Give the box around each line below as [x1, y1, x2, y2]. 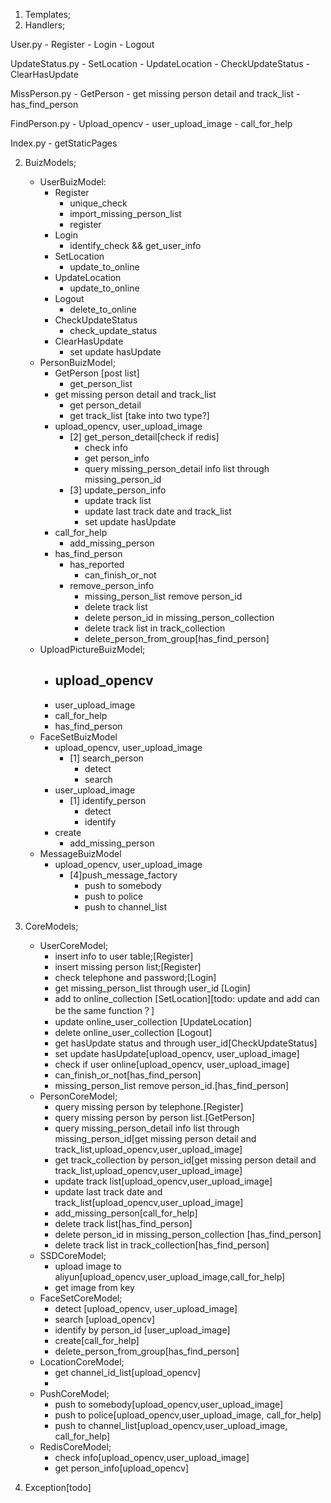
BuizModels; [24, 157, 77, 168]
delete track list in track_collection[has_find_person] [54, 1239, 270, 1251]
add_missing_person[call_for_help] [54, 1207, 198, 1219]
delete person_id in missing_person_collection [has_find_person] [54, 1228, 322, 1240]
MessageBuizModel [39, 847, 122, 859]
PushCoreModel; [39, 1387, 110, 1399]
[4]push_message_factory [69, 869, 178, 881]
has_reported [69, 559, 125, 570]
